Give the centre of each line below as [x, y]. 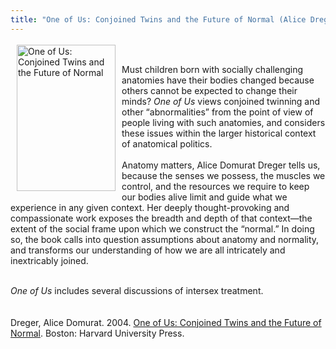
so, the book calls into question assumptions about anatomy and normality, [165, 239]
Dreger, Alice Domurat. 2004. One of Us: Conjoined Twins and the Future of [166, 322]
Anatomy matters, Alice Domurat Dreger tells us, [221, 165]
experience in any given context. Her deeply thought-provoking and [150, 207]
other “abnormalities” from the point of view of [217, 112]
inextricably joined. [49, 260]
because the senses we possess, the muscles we [223, 175]
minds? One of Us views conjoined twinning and [221, 101]
